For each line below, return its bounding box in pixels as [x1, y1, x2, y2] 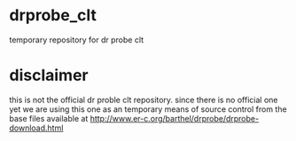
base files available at [9, 113, 89, 123]
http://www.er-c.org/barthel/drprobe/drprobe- [90, 113, 260, 123]
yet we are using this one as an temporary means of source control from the [9, 103, 287, 115]
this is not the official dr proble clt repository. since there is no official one [9, 94, 278, 105]
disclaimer [9, 65, 89, 85]
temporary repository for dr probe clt [9, 34, 144, 45]
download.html [9, 122, 64, 133]
